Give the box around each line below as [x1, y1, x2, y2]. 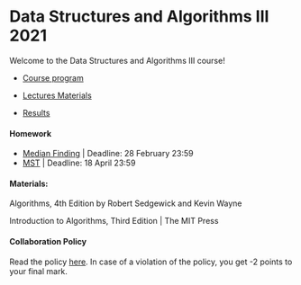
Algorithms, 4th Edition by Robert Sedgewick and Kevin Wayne [9, 198, 242, 209]
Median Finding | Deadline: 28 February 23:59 [22, 148, 194, 159]
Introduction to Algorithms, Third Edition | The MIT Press [9, 216, 219, 227]
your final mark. [9, 265, 68, 276]
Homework [9, 128, 52, 138]
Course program [22, 72, 84, 83]
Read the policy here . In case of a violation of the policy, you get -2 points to [9, 256, 293, 267]
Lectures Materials [22, 90, 92, 101]
